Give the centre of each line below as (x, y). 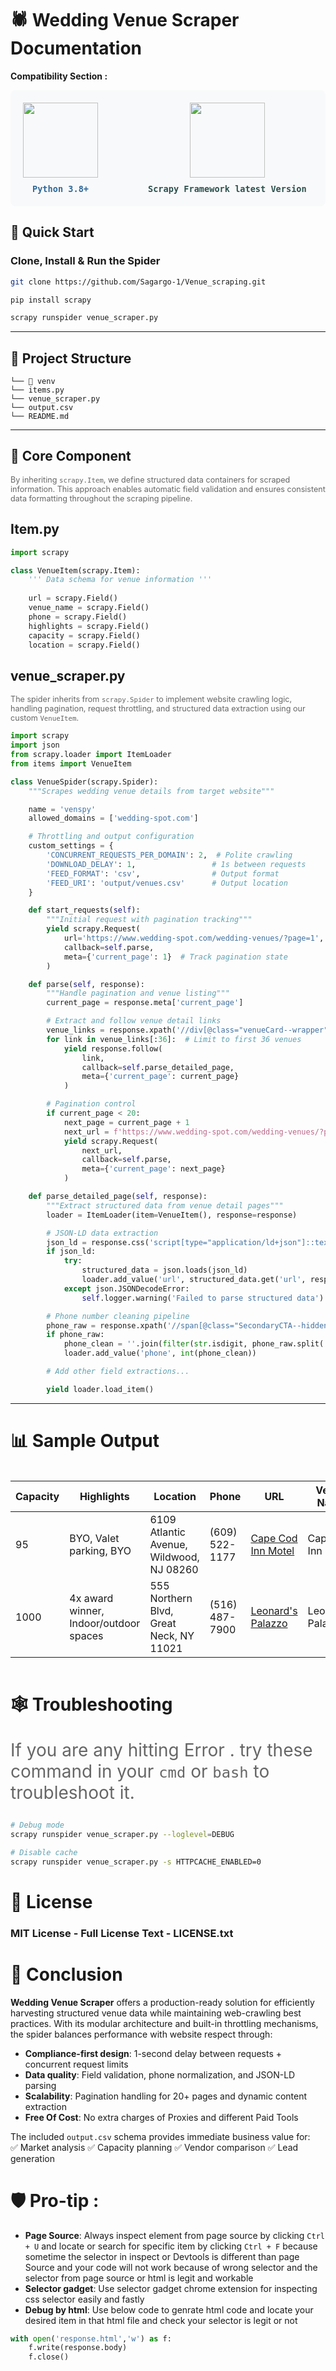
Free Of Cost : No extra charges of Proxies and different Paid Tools (161, 2117)
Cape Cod (274, 1538)
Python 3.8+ (60, 188)
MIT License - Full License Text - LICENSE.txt (122, 1933)
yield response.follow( (113, 1048)
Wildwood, (174, 1557)
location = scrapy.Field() (84, 645)
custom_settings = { (71, 846)
